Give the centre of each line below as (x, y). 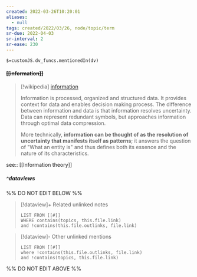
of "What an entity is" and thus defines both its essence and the (98, 147)
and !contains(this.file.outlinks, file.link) (79, 226)
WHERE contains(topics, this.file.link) (71, 221)
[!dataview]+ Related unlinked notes (64, 205)
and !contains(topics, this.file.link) (70, 258)
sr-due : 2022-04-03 (30, 34)
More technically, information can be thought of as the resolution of (104, 135)
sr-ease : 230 (22, 45)
